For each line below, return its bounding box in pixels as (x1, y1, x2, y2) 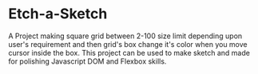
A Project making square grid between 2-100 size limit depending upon (8, 31, 243, 41)
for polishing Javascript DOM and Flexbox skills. (8, 56, 167, 66)
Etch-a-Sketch (8, 5, 108, 23)
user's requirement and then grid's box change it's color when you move (8, 39, 248, 49)
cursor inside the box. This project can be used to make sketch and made (8, 48, 250, 57)
